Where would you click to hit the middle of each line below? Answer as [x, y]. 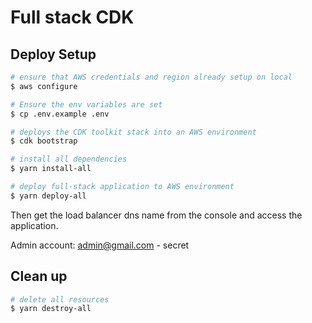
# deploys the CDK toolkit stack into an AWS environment [133, 132]
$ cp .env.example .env [60, 114]
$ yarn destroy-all [51, 309]
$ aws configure [44, 86]
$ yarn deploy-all [48, 196]
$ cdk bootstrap [44, 141]
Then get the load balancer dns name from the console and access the [156, 215]
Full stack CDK [72, 17]
